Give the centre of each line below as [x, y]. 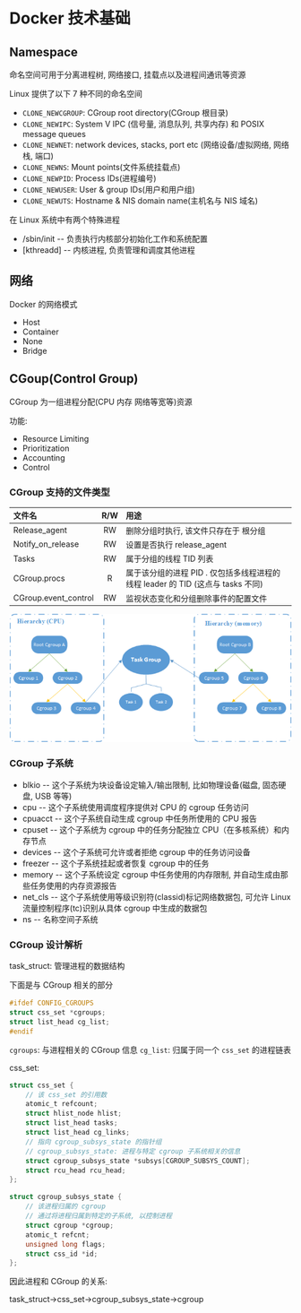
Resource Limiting [56, 438]
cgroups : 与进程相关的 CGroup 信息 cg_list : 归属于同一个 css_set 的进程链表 [150, 1050]
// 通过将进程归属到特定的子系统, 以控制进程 [99, 1216]
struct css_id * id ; [62, 1254]
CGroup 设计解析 [46, 945]
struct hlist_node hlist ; [74, 1114]
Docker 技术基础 [70, 18]
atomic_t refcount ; [62, 1104]
